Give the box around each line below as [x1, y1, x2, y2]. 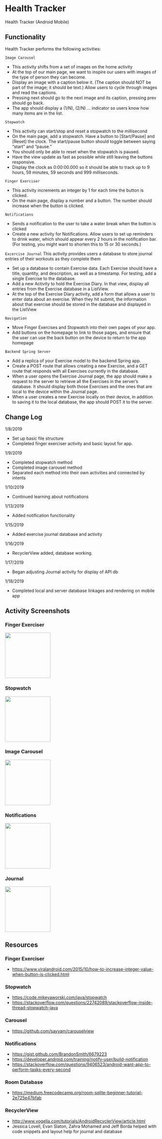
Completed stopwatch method [12, 459, 73, 465]
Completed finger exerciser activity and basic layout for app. [12, 440, 133, 446]
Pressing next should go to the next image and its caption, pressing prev [12, 95, 157, 100]
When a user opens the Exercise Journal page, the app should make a [12, 373, 152, 379]
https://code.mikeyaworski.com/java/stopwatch [12, 994, 107, 1000]
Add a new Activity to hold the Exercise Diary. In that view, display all [12, 281, 149, 286]
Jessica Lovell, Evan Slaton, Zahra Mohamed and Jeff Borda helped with [12, 1123, 157, 1129]
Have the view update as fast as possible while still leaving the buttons [12, 154, 153, 160]
